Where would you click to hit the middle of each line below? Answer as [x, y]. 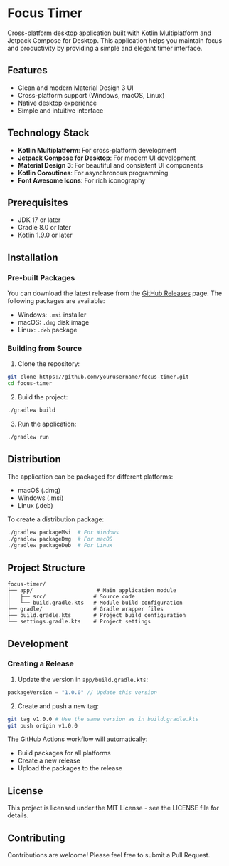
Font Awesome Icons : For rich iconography [81, 180]
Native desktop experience [57, 103]
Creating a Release [41, 663]
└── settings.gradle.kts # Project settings [79, 622]
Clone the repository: [49, 364]
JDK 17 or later [39, 220]
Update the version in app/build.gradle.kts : [82, 679]
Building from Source [45, 348]
